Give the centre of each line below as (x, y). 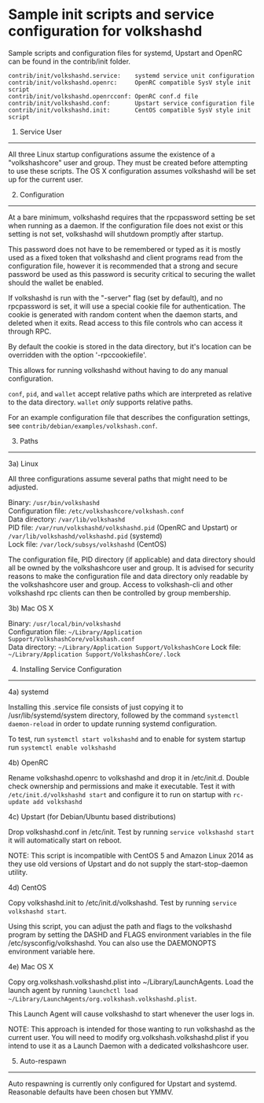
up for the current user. (46, 179)
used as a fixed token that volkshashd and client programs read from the (126, 257)
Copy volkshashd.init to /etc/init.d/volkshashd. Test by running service (123, 902)
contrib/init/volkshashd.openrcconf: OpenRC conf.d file (103, 96)
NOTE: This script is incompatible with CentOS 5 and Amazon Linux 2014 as (131, 855)
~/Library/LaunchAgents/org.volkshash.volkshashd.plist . (103, 998)
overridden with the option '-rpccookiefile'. (77, 355)
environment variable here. (52, 951)
